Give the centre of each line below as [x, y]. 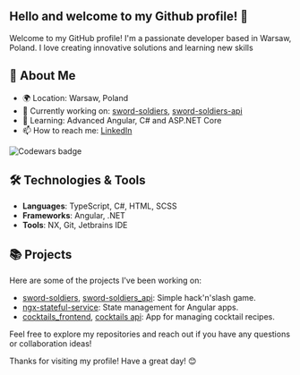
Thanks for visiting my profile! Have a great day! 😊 [103, 361]
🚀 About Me [43, 76]
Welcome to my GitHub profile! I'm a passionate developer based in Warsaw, [150, 38]
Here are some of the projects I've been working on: [106, 281]
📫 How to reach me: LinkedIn [77, 130]
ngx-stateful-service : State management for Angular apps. [130, 307]
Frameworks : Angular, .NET [73, 216]
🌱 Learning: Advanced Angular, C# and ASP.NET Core [122, 120]
